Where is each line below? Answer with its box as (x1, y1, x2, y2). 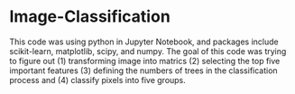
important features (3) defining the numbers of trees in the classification (9, 65, 278, 76)
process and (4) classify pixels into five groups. (9, 74, 187, 85)
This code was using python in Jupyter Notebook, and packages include (9, 36, 279, 47)
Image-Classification (9, 6, 171, 27)
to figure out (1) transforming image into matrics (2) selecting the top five (9, 55, 281, 66)
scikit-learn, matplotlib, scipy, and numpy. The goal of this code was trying (9, 45, 287, 56)
